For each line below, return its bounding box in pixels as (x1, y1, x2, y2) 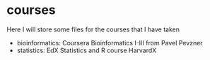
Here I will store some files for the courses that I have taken (6, 25, 180, 33)
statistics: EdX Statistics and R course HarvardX (16, 46, 157, 54)
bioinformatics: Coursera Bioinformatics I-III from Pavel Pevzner (16, 38, 203, 47)
